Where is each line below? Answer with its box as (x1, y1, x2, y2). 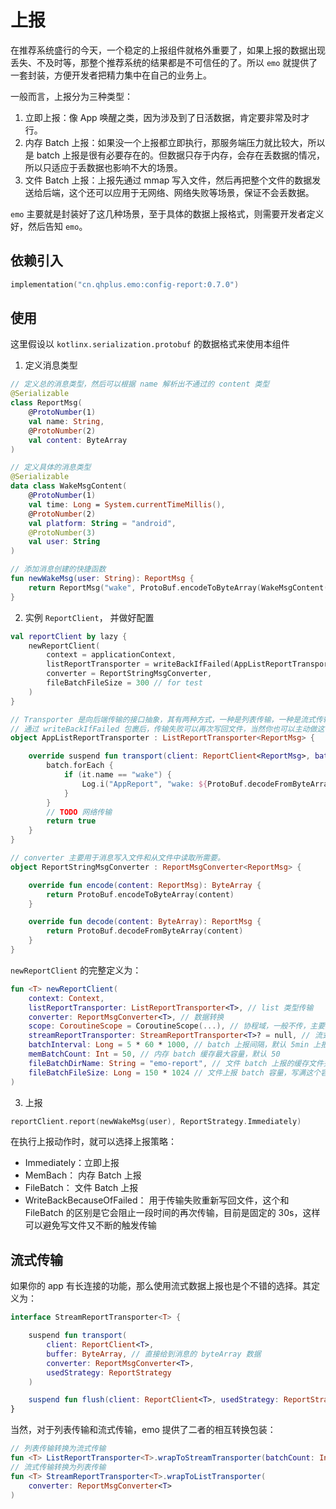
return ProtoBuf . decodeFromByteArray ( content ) (46, 926, 244, 936)
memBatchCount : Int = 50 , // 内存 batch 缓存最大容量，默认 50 (28, 1049, 281, 1060)
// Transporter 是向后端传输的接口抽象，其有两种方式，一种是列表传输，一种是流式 (10, 714, 316, 725)
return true (46, 816, 97, 826)
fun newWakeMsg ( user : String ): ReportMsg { (10, 574, 195, 584)
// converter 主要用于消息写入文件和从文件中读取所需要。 (10, 853, 225, 863)
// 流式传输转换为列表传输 (10, 1462, 107, 1472)
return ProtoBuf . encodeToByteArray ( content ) (46, 889, 235, 900)
